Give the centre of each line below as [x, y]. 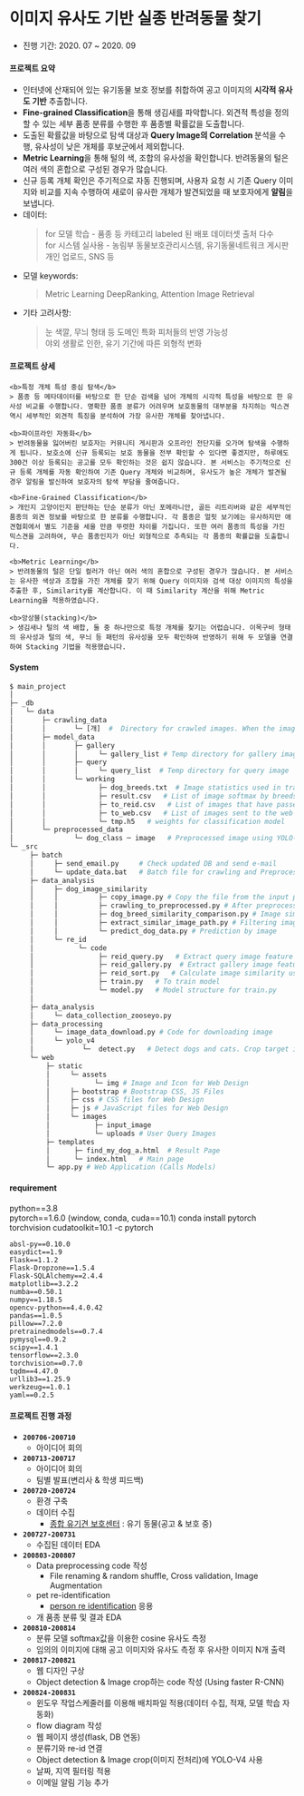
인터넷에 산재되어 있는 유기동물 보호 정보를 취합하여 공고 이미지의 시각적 [149, 90]
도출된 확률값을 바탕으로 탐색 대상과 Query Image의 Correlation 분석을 [149, 135]
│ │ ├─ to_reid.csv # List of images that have [141, 804]
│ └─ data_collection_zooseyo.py [100, 1016]
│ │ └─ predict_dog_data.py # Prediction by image [153, 931]
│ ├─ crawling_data [58, 721]
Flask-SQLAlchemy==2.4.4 [56, 1276]
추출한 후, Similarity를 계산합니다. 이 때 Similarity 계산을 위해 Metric [137, 591]
